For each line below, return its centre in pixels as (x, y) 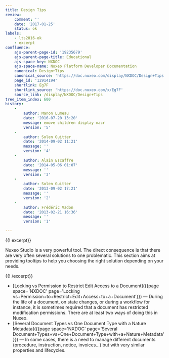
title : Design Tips (26, 10)
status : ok (26, 29)
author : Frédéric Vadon (48, 207)
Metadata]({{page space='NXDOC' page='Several (65, 329)
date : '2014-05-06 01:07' (51, 165)
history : (14, 104)
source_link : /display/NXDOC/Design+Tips (58, 95)
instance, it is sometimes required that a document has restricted (80, 307)
